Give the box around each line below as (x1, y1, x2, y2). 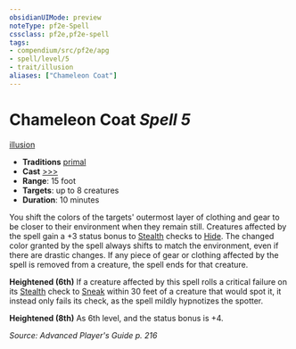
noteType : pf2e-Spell (9, 21, 90, 30)
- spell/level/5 (9, 54, 70, 63)
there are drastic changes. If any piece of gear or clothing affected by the (9, 249, 279, 260)
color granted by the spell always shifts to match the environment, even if (9, 240, 279, 251)
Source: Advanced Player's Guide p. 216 (9, 329, 158, 340)
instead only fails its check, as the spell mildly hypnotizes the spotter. (9, 295, 264, 306)
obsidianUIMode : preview (9, 12, 102, 22)
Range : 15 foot (21, 175, 77, 186)
